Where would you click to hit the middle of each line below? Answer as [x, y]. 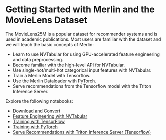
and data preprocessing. [38, 59]
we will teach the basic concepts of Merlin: [49, 44]
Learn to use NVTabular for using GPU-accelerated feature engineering [86, 54]
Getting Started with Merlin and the [80, 9]
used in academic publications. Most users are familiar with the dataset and [83, 39]
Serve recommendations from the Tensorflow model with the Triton [82, 86]
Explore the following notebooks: [39, 101]
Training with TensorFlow [39, 121]
